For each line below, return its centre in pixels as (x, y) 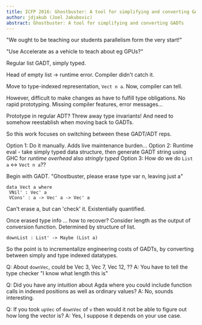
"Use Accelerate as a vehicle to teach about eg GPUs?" (75, 52)
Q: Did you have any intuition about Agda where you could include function (99, 285)
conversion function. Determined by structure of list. (71, 227)
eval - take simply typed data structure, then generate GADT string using (96, 152)
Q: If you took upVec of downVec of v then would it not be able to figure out (96, 309)
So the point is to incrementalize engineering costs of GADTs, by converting (100, 249)
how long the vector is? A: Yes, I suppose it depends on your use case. (94, 316)
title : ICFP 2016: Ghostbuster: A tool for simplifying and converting (98, 12)
